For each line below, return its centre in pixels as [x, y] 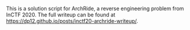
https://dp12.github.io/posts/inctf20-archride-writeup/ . [72, 21]
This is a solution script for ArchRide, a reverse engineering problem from [95, 9]
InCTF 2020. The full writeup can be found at [61, 15]
